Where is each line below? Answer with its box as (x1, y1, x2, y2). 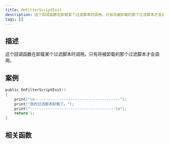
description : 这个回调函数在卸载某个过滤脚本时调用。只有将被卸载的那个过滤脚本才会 (5, 12, 162, 17)
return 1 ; (14, 111, 35, 116)
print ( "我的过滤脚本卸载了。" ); (14, 102, 74, 107)
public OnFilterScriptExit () (5, 87, 66, 92)
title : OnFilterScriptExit (5, 7, 62, 13)
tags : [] (5, 17, 24, 22)
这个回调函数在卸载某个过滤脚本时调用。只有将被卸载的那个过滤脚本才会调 (5, 51, 159, 57)
